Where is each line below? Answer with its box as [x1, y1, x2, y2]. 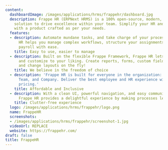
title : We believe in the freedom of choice [14, 68, 108, 73]
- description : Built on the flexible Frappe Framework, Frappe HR [9, 53, 153, 59]
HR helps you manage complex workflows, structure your [18, 40, 137, 45]
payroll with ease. [18, 44, 59, 49]
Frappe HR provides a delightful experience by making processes [18, 95, 157, 100]
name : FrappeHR [9, 109, 41, 115]
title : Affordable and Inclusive [14, 86, 84, 91]
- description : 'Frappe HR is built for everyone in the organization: [9, 72, 162, 77]
